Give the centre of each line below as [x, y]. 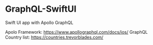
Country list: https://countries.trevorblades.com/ [54, 37]
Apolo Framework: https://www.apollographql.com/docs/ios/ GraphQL [76, 32]
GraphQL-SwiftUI [41, 9]
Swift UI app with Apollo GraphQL [39, 22]
